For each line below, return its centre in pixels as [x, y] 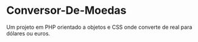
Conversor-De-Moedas [66, 10]
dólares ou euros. [28, 33]
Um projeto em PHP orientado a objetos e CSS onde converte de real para [99, 27]
